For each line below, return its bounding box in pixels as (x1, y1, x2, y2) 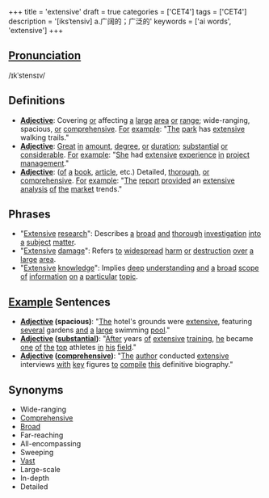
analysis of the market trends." (19, 184, 123, 193)
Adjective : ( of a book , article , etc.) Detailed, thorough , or (19, 167, 210, 176)
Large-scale (19, 465, 61, 475)
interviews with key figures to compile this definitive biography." (19, 360, 233, 369)
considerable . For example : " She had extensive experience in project (19, 150, 250, 159)
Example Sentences (8, 295, 111, 309)
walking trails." (19, 133, 69, 142)
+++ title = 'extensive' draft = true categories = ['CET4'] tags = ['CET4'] (8, 7, 247, 16)
